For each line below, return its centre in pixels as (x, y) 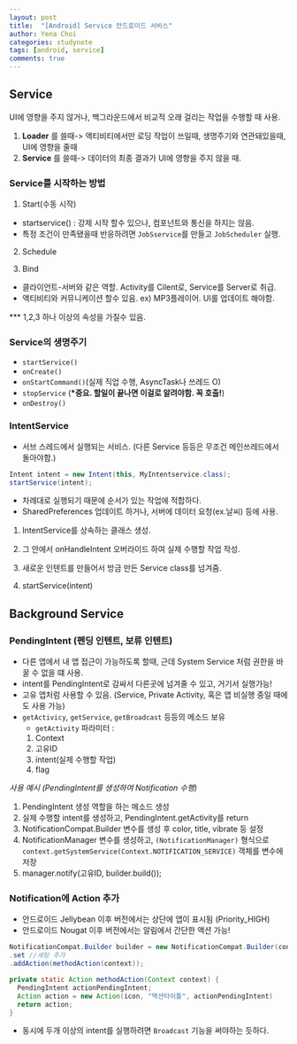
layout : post (33, 17)
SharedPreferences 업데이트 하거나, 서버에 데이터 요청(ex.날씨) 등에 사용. (150, 511)
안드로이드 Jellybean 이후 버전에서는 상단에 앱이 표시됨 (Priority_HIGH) (146, 919)
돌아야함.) (39, 457)
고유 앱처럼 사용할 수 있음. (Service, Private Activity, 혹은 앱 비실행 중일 (147, 695)
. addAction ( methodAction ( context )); (76, 964)
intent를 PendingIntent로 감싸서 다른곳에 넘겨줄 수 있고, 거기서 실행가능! (147, 684)
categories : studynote (51, 42)
